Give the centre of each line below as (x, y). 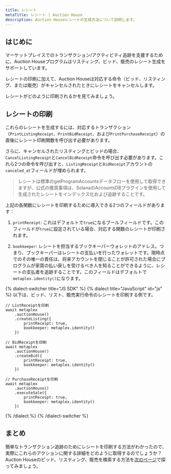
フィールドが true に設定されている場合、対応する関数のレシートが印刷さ (89, 229)
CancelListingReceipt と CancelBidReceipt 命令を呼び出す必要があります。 (82, 158)
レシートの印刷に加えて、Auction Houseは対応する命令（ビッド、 (74, 79)
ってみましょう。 (23, 466)
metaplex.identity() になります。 (48, 278)
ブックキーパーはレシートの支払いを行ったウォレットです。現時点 (95, 253)
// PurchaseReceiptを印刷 (32, 379)
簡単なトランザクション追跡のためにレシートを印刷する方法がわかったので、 (86, 446)
